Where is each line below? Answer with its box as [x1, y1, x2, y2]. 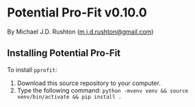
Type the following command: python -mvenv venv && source [16, 86, 189, 94]
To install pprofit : [7, 65, 57, 73]
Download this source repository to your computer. [16, 79, 161, 87]
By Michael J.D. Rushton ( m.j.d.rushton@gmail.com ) [7, 27, 154, 36]
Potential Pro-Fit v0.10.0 [7, 5, 147, 21]
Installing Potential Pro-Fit [7, 47, 121, 59]
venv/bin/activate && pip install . [16, 93, 122, 100]
